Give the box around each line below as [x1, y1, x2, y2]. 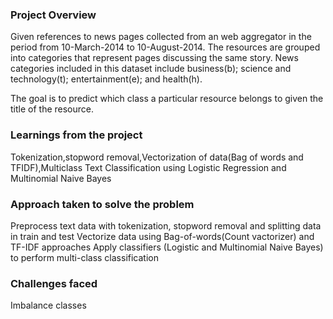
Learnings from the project [10, 128, 143, 142]
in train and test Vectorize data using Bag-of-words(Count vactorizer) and [10, 230, 315, 242]
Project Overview [10, 8, 97, 22]
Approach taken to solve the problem [10, 197, 195, 211]
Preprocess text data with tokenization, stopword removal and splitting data [10, 219, 322, 232]
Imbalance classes [10, 299, 87, 312]
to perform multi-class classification [10, 251, 159, 263]
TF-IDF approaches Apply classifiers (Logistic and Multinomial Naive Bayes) [10, 241, 324, 253]
